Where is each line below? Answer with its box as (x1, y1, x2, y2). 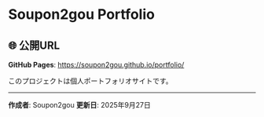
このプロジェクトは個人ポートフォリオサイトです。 (8, 76, 173, 86)
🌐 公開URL (8, 38, 60, 52)
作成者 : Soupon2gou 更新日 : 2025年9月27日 (8, 101, 151, 109)
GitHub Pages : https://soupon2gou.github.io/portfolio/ (8, 60, 185, 69)
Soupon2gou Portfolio (8, 5, 156, 24)
